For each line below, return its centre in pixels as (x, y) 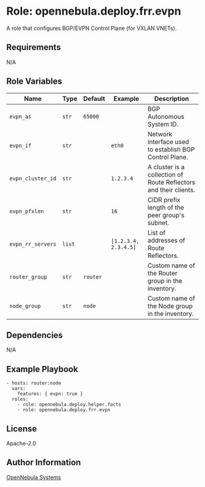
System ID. (163, 124)
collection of (165, 174)
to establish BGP (171, 149)
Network (160, 134)
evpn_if (20, 145)
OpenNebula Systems (34, 477)
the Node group (170, 306)
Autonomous (166, 116)
